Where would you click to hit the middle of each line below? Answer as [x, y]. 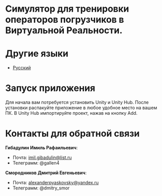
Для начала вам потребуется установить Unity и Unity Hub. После [77, 103]
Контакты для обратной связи [73, 134]
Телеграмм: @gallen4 [36, 163]
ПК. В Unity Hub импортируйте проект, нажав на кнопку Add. [71, 113]
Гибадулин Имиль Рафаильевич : [42, 148]
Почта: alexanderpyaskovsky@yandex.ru [55, 183]
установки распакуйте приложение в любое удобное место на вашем [81, 108]
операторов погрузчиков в [65, 20]
